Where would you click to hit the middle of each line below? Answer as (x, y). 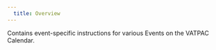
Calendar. (21, 40)
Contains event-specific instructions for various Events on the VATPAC (108, 33)
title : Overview (37, 13)
